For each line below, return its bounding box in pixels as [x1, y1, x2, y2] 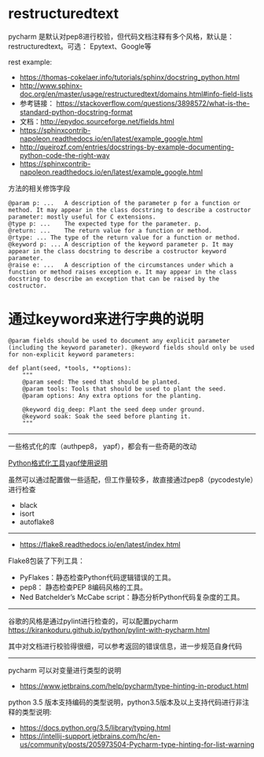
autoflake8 [19, 516, 55, 527]
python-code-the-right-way [19, 150, 110, 160]
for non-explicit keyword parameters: [8, 351, 135, 358]
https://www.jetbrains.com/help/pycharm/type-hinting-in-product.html [19, 681, 249, 690]
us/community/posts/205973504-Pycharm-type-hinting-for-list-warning [19, 740, 255, 749]
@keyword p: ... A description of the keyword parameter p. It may [8, 241, 234, 248]
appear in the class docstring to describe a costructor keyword [8, 247, 226, 255]
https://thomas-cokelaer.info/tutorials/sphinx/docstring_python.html [19, 72, 240, 82]
